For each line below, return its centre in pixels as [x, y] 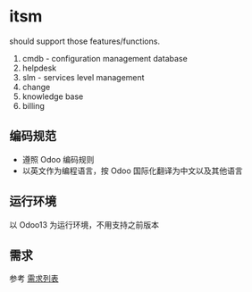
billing [33, 105]
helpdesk [39, 68]
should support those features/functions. [85, 41]
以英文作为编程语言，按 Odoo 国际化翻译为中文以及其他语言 [132, 171]
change [36, 87]
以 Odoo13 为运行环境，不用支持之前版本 [84, 224]
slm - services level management [83, 77]
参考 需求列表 [34, 279]
